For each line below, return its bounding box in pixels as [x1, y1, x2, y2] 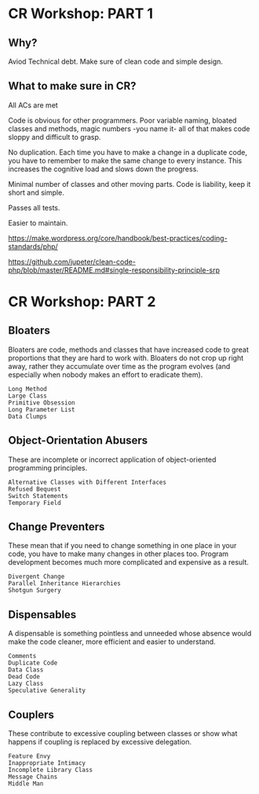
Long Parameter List [8, 405, 76, 413]
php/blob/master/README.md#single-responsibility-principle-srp [8, 265, 221, 275]
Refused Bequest [8, 485, 61, 493]
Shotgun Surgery [8, 587, 61, 595]
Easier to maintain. [8, 218, 68, 228]
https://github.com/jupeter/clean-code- [8, 257, 136, 266]
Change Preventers [8, 520, 105, 534]
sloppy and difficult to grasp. [8, 132, 101, 141]
